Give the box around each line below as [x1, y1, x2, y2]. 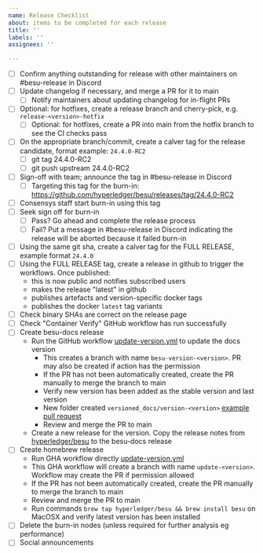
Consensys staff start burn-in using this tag [19, 198, 161, 207]
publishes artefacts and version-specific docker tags [31, 293, 203, 303]
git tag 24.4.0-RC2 [31, 154, 92, 163]
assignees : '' [8, 41, 55, 49]
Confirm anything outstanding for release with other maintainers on [19, 69, 238, 79]
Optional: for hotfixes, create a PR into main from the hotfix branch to [31, 119, 254, 130]
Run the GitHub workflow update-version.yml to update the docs [31, 336, 241, 346]
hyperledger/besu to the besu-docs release [31, 437, 173, 446]
